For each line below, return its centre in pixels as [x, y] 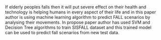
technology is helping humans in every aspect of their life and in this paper [80, 12]
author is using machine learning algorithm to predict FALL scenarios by [78, 17]
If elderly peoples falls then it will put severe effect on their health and [76, 7]
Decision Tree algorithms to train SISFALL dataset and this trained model [78, 27]
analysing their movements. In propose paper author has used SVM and [78, 22]
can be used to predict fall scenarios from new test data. [62, 33]
